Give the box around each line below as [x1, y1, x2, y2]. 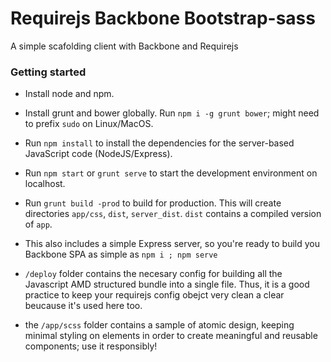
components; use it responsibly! [24, 340, 158, 352]
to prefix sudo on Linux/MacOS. [24, 118, 154, 130]
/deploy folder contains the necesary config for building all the [24, 268, 283, 280]
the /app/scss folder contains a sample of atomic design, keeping [24, 319, 295, 331]
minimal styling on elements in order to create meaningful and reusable [24, 330, 318, 342]
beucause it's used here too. [24, 300, 143, 312]
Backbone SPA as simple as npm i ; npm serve [24, 248, 218, 261]
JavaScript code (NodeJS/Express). [24, 148, 173, 160]
